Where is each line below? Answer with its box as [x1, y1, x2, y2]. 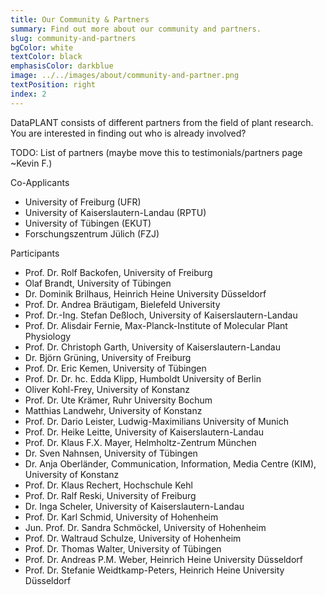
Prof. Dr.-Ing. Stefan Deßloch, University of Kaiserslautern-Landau [24, 309, 298, 321]
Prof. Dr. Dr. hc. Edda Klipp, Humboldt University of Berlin [24, 372, 262, 385]
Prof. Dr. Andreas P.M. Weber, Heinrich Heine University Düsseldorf [24, 553, 303, 565]
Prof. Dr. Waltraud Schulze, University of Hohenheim [24, 532, 242, 544]
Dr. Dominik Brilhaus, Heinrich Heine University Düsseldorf [24, 287, 267, 300]
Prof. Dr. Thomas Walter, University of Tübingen [24, 542, 222, 555]
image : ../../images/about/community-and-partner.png [10, 71, 240, 81]
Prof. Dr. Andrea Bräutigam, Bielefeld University [24, 298, 221, 310]
